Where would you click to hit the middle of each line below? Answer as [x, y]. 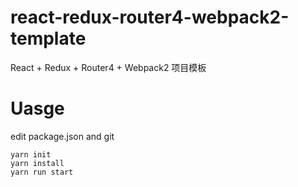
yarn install [37, 163]
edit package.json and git [62, 136]
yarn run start [42, 172]
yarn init [31, 154]
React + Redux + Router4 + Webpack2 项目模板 [108, 67]
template [48, 38]
